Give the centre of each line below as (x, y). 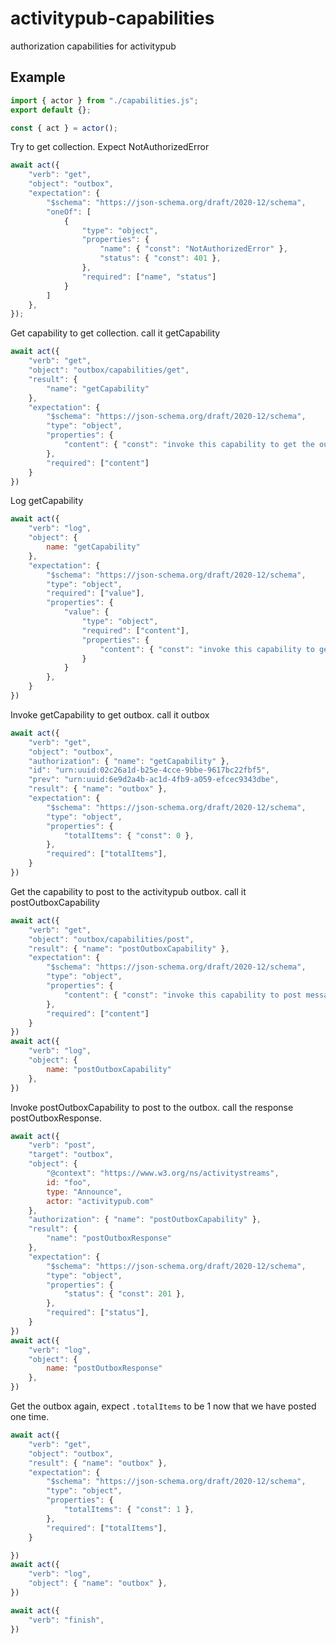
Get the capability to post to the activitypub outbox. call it (128, 891)
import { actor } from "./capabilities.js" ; (104, 100)
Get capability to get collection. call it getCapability (115, 333)
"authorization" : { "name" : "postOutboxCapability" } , (145, 1220)
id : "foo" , (69, 1182)
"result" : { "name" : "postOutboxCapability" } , (129, 948)
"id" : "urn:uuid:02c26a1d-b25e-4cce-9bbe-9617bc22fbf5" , (149, 770)
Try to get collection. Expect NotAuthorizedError (110, 147)
